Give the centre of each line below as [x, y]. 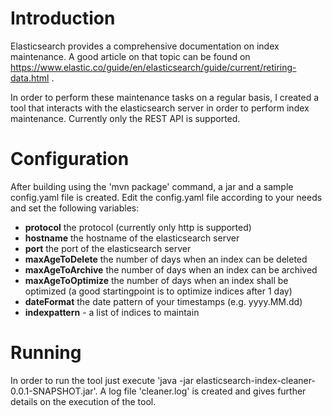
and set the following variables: [75, 208]
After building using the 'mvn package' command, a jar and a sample [152, 186]
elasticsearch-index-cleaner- [255, 380]
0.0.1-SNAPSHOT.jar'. [54, 391]
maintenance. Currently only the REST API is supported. [125, 118]
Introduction [63, 18]
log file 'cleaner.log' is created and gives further [207, 391]
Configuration [70, 159]
